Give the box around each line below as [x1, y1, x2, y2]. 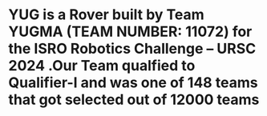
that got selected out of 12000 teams [8, 90, 260, 109]
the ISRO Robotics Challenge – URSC [8, 40, 257, 58]
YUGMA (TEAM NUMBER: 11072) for [8, 22, 253, 41]
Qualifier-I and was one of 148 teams [8, 74, 258, 92]
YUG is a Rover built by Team [8, 6, 204, 24]
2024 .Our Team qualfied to [8, 57, 196, 75]
